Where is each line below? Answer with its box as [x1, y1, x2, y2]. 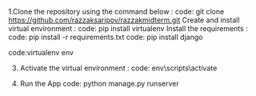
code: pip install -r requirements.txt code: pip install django [8, 32, 203, 42]
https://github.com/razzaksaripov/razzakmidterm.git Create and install [8, 15, 240, 25]
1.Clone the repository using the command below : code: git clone [8, 7, 225, 16]
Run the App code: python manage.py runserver [19, 79, 179, 88]
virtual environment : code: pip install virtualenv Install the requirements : [8, 24, 248, 33]
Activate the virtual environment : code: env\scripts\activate [19, 63, 218, 73]
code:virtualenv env [8, 48, 74, 57]
